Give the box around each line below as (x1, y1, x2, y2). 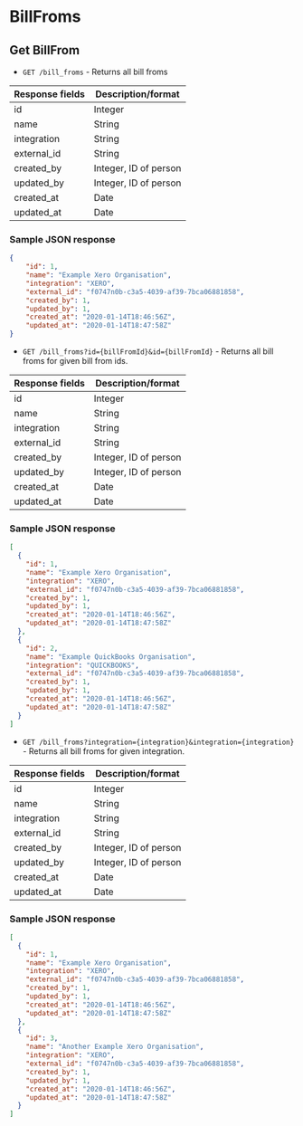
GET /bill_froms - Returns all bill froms (22, 66, 168, 77)
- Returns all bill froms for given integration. (22, 745, 185, 757)
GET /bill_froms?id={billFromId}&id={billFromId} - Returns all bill (22, 346, 274, 357)
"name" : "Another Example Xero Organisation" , (25, 1043, 204, 1052)
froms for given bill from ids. (22, 356, 128, 367)
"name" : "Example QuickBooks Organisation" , (25, 652, 196, 662)
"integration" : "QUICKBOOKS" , (25, 661, 140, 670)
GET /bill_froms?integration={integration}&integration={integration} (22, 738, 295, 747)
